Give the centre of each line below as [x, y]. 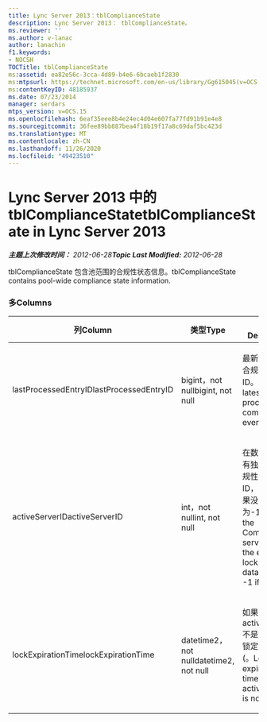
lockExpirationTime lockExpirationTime [83, 654]
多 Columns [30, 303]
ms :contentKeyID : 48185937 [53, 89]
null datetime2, [208, 661]
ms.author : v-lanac [41, 38]
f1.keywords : [30, 52]
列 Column [93, 330]
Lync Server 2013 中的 [83, 197]
